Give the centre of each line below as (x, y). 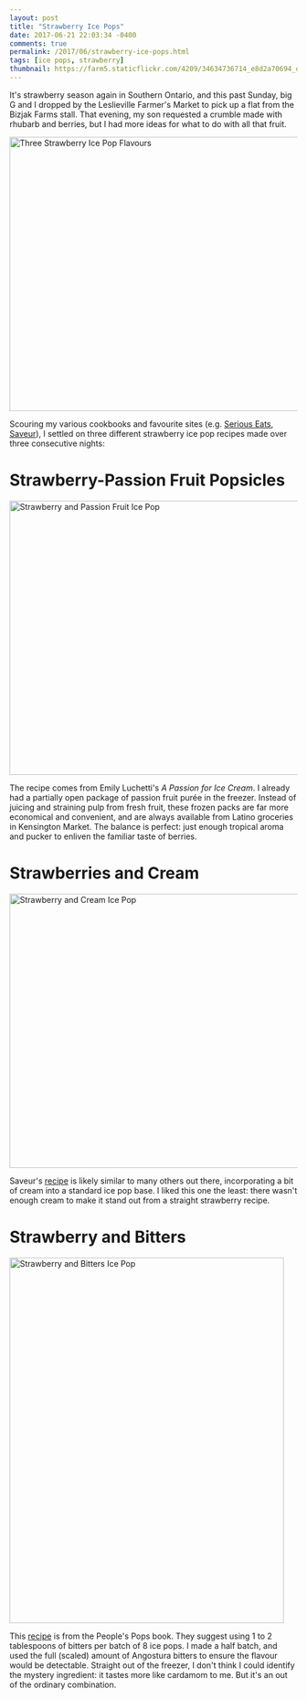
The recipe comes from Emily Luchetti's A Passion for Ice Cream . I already (150, 788)
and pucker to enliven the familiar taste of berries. (104, 836)
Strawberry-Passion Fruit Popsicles (148, 480)
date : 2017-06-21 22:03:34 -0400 (73, 35)
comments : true (38, 43)
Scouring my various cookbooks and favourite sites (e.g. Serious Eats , (142, 424)
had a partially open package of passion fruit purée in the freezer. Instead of (153, 797)
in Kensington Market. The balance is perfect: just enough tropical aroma (147, 826)
